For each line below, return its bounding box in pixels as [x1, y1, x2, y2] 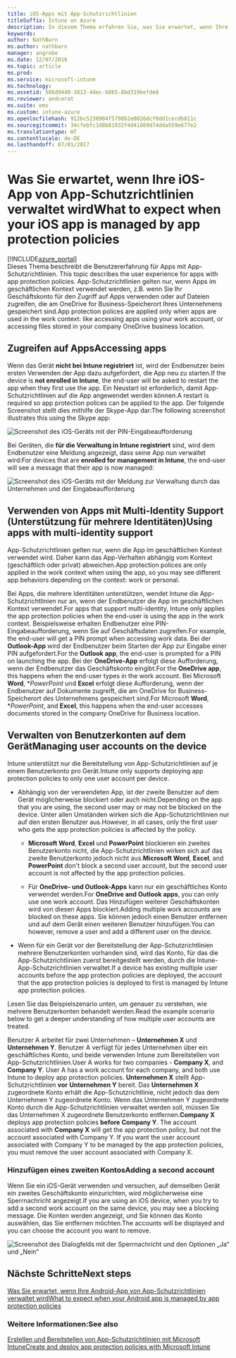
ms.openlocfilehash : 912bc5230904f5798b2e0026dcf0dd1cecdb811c [7, 115, 197, 122]
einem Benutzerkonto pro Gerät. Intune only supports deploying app [7, 766, 204, 775]
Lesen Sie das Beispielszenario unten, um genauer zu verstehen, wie [7, 999, 208, 1008]
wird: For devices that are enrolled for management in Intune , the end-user [7, 456, 226, 464]
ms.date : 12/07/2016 [7, 56, 68, 63]
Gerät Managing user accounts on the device [7, 740, 207, 752]
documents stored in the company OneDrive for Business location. [7, 709, 201, 717]
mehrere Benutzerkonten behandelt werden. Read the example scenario [7, 1007, 215, 1015]
